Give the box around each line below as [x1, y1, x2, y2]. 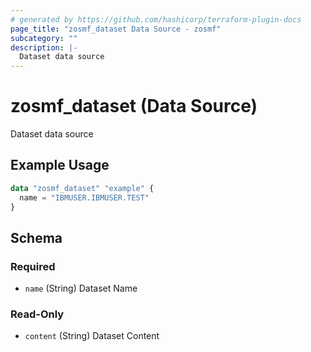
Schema [10, 229, 63, 246]
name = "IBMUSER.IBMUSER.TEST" [19, 192, 150, 203]
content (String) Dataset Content [24, 330, 160, 342]
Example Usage [10, 157, 110, 174]
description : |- [10, 42, 78, 53]
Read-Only [10, 307, 65, 321]
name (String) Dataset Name [24, 282, 138, 295]
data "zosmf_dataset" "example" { [10, 183, 155, 193]
